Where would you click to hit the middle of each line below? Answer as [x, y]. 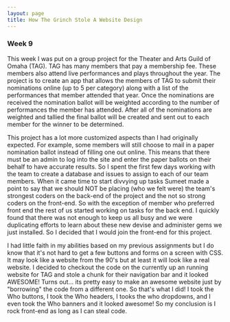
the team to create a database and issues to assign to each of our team [108, 174]
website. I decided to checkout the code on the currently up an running [107, 267]
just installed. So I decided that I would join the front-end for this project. [110, 232]
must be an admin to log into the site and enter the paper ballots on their [109, 159]
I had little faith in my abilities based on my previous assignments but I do [111, 245]
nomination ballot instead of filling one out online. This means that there [108, 152]
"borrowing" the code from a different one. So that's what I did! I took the [111, 289]
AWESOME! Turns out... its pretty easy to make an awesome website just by [114, 282]
